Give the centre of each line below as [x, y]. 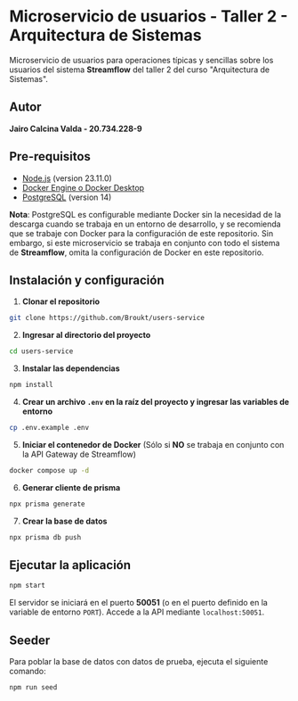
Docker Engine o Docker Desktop [83, 187]
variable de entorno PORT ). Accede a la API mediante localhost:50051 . [137, 612]
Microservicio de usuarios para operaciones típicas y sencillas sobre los [141, 60]
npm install [31, 385]
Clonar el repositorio [61, 301]
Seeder [30, 640]
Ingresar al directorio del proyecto [86, 335]
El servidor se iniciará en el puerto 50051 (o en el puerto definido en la [139, 603]
